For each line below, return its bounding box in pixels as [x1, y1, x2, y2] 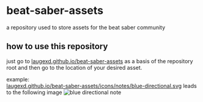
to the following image [6, 89, 62, 96]
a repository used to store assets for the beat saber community [6, 24, 166, 31]
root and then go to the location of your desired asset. [6, 64, 142, 71]
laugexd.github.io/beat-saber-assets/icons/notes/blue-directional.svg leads [6, 82, 197, 89]
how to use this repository [6, 41, 108, 52]
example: [6, 75, 29, 83]
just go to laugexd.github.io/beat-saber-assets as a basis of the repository [6, 57, 194, 64]
